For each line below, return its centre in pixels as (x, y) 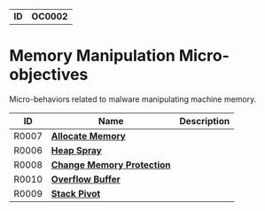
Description (205, 121)
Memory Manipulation (92, 56)
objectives (49, 75)
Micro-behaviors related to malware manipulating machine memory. (133, 99)
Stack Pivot (76, 193)
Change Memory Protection (111, 165)
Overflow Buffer (86, 179)
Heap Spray (76, 150)
